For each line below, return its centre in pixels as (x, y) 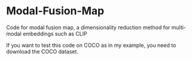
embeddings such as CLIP (55, 33)
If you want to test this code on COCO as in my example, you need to (91, 45)
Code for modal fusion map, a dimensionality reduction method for (88, 27)
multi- (179, 27)
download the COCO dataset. (42, 51)
